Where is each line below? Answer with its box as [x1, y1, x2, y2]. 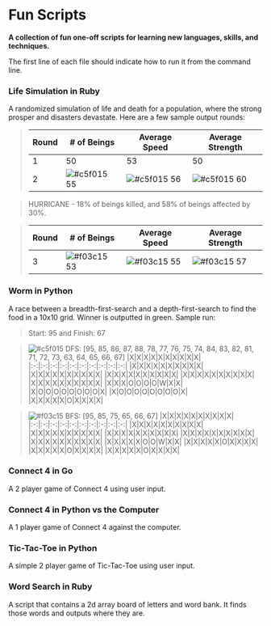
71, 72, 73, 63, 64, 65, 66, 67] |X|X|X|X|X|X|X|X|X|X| [27, 352, 202, 362]
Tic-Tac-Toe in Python [8, 543, 98, 554]
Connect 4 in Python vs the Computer [8, 504, 160, 515]
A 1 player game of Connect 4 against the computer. [8, 522, 181, 532]
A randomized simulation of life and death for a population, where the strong [8, 104, 262, 114]
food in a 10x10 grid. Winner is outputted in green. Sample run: [8, 312, 216, 322]
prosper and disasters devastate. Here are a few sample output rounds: [8, 112, 246, 122]
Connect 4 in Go [8, 465, 73, 476]
